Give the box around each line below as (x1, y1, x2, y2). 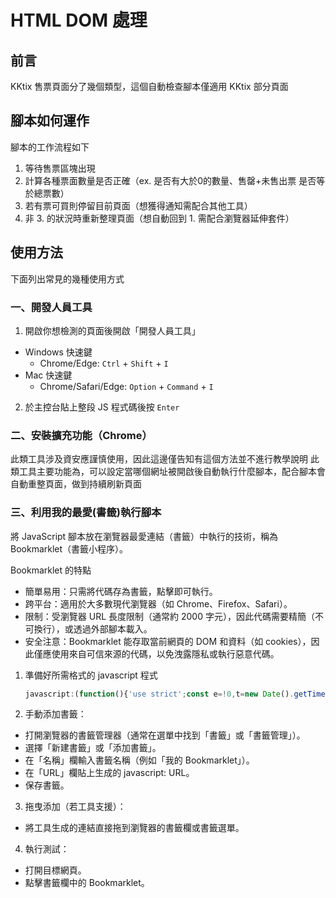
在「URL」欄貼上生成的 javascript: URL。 (24, 767, 195, 779)
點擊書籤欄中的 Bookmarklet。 (24, 877, 150, 889)
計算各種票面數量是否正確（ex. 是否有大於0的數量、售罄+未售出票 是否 (24, 174, 317, 186)
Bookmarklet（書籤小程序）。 (10, 542, 129, 555)
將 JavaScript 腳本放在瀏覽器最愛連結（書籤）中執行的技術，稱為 (10, 530, 279, 542)
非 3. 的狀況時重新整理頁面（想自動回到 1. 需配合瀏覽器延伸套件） (24, 212, 295, 224)
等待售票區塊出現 (24, 162, 96, 174)
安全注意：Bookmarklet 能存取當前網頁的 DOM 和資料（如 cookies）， (24, 635, 312, 647)
